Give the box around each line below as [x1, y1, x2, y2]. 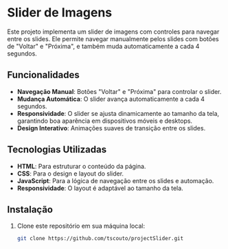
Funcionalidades [7, 69, 80, 81]
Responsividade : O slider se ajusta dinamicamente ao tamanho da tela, [16, 109, 220, 117]
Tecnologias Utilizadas [7, 144, 107, 156]
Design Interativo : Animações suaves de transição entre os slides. [16, 123, 206, 132]
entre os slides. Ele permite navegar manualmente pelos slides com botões [7, 34, 220, 43]
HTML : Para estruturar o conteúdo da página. [16, 162, 146, 170]
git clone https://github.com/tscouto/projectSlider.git [16, 235, 184, 242]
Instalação [7, 204, 54, 215]
